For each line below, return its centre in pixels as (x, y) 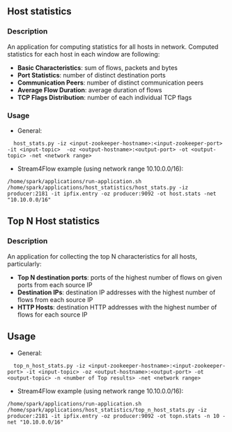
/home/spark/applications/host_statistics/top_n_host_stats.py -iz (107, 410)
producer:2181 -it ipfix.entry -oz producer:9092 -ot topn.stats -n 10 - (117, 416)
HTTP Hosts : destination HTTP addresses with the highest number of (117, 307)
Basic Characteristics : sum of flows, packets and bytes (97, 67)
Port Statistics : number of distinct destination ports (91, 75)
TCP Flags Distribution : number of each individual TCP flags (105, 97)
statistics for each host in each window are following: (84, 54)
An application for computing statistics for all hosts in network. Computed (113, 46)
